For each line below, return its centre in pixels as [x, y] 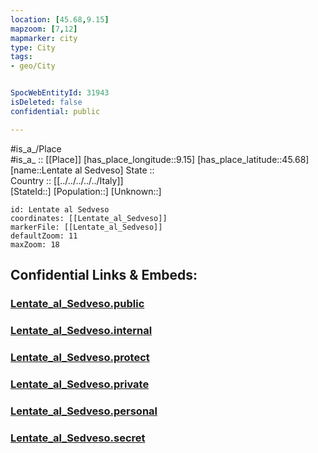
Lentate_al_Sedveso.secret [78, 438]
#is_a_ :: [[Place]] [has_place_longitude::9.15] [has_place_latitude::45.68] [160, 159]
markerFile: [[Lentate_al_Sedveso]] [86, 227]
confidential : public [55, 111]
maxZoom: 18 [35, 244]
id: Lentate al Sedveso [60, 209]
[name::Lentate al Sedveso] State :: [82, 170]
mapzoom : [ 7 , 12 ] [44, 29]
